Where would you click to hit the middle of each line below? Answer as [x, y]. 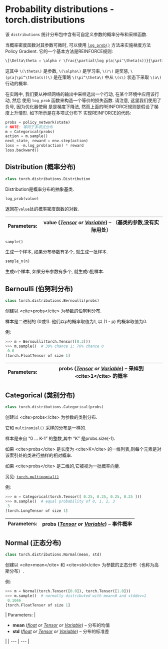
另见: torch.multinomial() [32, 477]
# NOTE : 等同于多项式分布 [29, 127]
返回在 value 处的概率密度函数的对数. [42, 209]
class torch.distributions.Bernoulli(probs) [52, 301]
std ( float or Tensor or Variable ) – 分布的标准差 [61, 631]
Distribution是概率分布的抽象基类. [39, 189]
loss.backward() [22, 150]
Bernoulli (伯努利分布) [39, 289]
